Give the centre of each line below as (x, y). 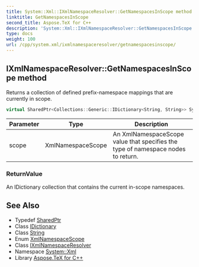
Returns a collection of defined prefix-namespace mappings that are (90, 92)
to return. (126, 156)
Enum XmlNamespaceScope (49, 239)
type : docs (20, 34)
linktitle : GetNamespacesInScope (47, 17)
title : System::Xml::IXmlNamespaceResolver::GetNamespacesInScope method (99, 12)
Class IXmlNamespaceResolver (53, 245)
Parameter (24, 124)
